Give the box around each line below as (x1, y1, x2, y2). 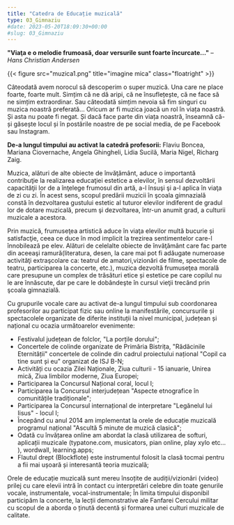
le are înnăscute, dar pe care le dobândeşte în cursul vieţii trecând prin (7, 279, 210, 287)
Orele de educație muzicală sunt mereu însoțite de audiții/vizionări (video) (7, 474, 219, 483)
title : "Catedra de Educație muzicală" (7, 10, 123, 17)
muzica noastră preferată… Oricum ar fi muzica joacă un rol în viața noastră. (7, 105, 226, 113)
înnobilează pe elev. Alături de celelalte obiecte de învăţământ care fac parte (7, 241, 227, 250)
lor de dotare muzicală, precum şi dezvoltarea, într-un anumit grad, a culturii (7, 206, 226, 214)
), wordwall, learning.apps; (17, 446, 94, 454)
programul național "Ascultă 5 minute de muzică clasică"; (17, 423, 182, 432)
